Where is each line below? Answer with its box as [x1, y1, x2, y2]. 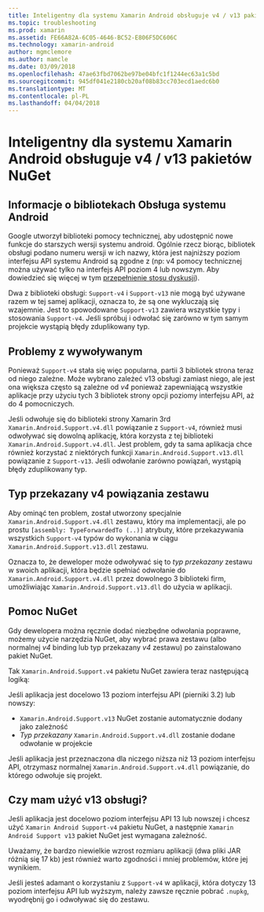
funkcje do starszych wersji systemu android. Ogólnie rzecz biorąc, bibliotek [8, 239, 255, 249]
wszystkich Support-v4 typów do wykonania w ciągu [8, 533, 178, 543]
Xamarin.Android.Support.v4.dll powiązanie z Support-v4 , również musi [8, 422, 242, 432]
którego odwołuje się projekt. [8, 770, 103, 780]
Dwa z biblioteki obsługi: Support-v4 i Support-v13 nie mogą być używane [8, 288, 246, 298]
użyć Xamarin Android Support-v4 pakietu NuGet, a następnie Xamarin [8, 822, 234, 832]
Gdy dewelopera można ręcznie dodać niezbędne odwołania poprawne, [8, 625, 241, 635]
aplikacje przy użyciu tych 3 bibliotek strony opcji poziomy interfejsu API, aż [8, 391, 255, 400]
